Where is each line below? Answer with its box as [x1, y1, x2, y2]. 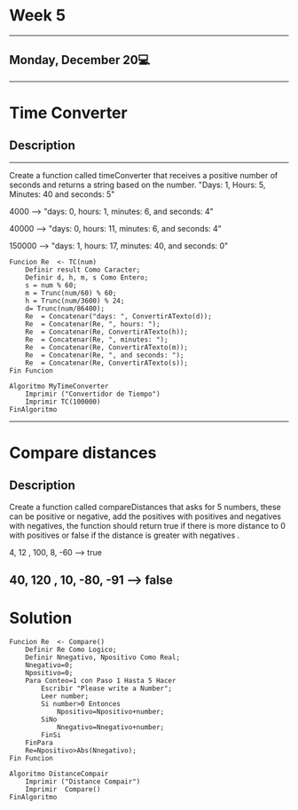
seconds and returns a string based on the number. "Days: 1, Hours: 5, [9, 179, 266, 190]
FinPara [25, 738, 53, 748]
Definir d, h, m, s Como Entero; [25, 272, 149, 282]
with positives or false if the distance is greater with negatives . [9, 530, 240, 540]
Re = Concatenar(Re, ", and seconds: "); [25, 350, 184, 359]
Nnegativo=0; [25, 661, 74, 670]
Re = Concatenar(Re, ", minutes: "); [25, 334, 169, 344]
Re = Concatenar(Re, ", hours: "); [25, 319, 161, 328]
